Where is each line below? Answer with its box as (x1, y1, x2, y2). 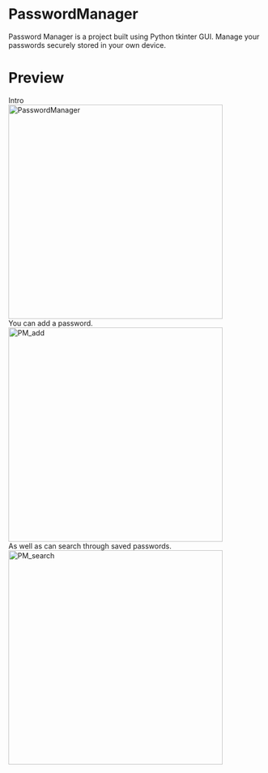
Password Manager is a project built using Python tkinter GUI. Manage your (8, 32, 260, 41)
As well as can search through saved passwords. (8, 540, 172, 551)
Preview (8, 69, 65, 88)
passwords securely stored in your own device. (8, 40, 166, 49)
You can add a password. (8, 318, 93, 328)
